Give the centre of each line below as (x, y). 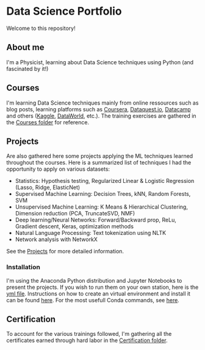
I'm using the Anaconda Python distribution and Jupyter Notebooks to (94, 280)
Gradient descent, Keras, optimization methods (74, 226)
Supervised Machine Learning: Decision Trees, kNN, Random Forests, (103, 194)
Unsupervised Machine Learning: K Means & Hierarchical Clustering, (101, 207)
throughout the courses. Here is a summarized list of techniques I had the (99, 163)
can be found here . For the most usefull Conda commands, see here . (93, 300)
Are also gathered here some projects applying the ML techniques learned (100, 156)
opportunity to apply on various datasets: (58, 169)
